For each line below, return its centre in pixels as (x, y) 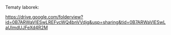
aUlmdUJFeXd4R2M (27, 27)
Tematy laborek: (22, 7)
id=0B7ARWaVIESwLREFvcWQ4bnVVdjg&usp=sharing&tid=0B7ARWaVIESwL (85, 22)
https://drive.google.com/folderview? (44, 17)
